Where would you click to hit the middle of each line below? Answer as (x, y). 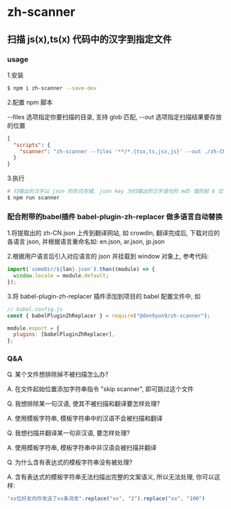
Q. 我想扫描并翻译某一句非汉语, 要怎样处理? (69, 433)
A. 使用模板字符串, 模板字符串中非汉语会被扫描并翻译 (82, 448)
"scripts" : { (32, 145)
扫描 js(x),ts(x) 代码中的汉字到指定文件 (89, 39)
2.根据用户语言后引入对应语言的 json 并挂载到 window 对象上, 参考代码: (108, 257)
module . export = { (33, 328)
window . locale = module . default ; (61, 276)
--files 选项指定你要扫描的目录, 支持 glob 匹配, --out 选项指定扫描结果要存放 (114, 117)
